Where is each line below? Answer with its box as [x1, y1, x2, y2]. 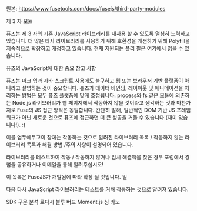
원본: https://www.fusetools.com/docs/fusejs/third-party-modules [6, 5, 166, 12]
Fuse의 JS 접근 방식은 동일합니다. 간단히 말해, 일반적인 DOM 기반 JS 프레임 [16, 106, 191, 113]
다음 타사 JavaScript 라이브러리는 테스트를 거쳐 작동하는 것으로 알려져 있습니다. [6, 186, 189, 193]
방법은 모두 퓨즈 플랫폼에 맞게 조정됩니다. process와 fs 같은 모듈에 [21, 92, 175, 99]
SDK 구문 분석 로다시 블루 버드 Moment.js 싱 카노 [6, 199, 121, 205]
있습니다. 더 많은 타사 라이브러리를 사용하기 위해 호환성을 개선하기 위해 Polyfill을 [6, 38, 190, 44]
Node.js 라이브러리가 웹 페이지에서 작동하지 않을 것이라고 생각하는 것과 [12, 99, 175, 106]
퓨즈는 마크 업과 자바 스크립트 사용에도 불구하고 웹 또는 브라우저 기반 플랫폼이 [6, 77, 183, 84]
